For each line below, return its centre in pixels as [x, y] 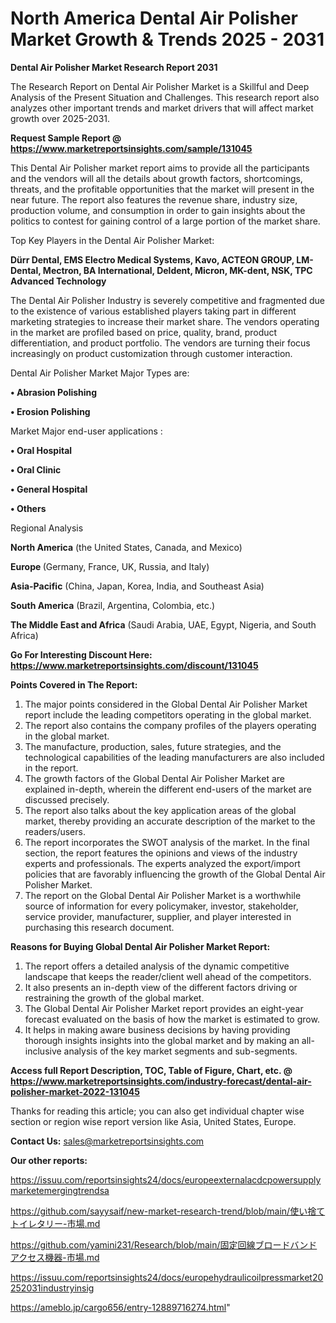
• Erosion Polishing [50, 411]
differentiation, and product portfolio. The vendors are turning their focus [160, 343]
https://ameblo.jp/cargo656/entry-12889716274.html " [120, 1307]
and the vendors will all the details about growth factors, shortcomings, [156, 178]
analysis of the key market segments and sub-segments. [180, 1051]
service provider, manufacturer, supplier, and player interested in [158, 916]
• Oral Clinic [36, 469]
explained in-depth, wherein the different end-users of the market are [168, 789]
